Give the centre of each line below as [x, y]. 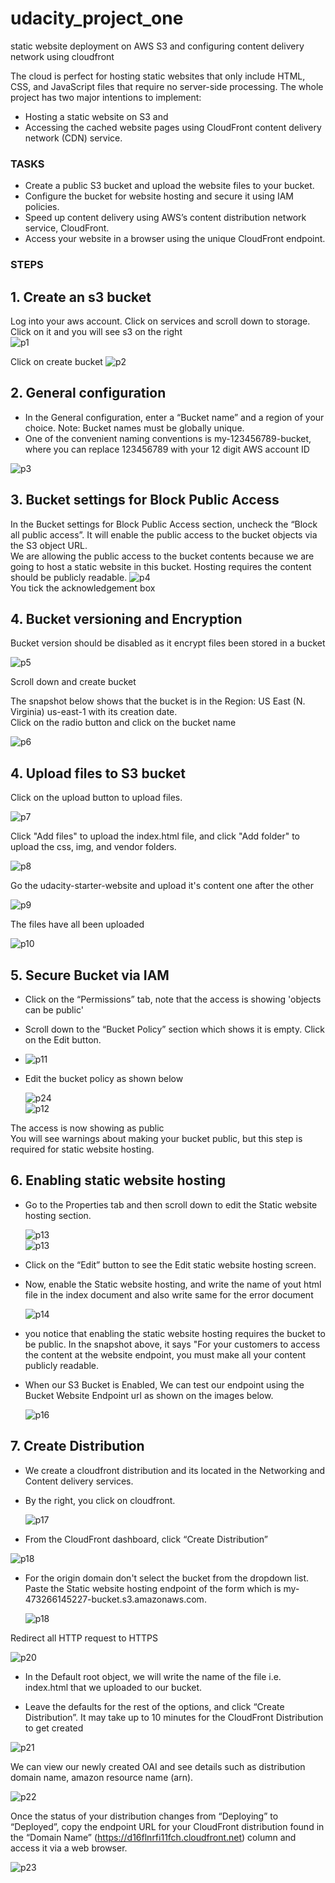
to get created [54, 1728]
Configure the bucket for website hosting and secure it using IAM [159, 196]
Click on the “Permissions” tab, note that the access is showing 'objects [173, 999]
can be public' [54, 1010]
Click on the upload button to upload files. [96, 798]
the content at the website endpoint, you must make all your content [165, 1354]
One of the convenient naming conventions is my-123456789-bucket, [168, 438]
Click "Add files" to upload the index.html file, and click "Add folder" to [155, 836]
